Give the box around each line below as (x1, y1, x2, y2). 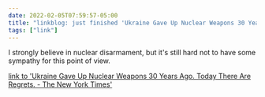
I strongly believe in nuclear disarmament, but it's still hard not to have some (8, 48, 256, 58)
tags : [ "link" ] (8, 26, 58, 34)
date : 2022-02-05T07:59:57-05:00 (8, 11, 118, 20)
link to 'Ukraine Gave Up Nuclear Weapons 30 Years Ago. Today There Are (8, 72, 251, 81)
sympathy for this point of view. (8, 56, 110, 65)
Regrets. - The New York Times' (8, 80, 113, 89)
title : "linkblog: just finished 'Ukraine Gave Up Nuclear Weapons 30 (8, 19, 245, 27)
